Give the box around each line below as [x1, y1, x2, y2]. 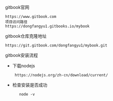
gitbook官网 [5, 4, 30, 10]
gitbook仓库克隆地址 [5, 33, 47, 39]
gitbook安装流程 [5, 52, 38, 58]
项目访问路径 [5, 19, 28, 24]
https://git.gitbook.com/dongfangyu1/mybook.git [5, 43, 108, 48]
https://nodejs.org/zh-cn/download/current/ [14, 73, 108, 78]
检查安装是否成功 [12, 82, 48, 88]
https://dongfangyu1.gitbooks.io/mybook [5, 24, 90, 29]
